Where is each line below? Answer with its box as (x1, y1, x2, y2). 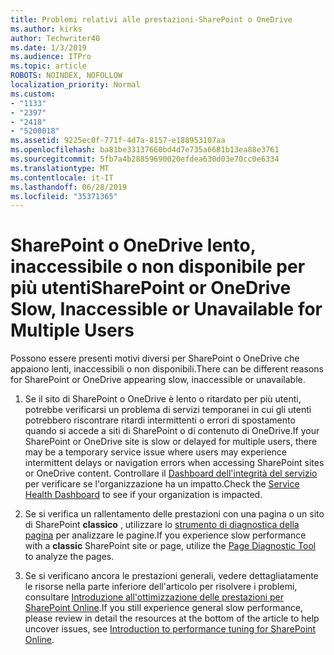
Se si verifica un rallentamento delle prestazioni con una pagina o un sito (24, 508, 325, 520)
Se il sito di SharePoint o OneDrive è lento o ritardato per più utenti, (24, 393, 302, 405)
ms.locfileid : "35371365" (10, 191, 118, 201)
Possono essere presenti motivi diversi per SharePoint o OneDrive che (10, 352, 300, 365)
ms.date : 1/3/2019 (10, 42, 87, 53)
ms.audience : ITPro (10, 52, 92, 62)
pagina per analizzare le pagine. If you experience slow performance (24, 529, 307, 541)
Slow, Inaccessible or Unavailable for (10, 298, 323, 321)
